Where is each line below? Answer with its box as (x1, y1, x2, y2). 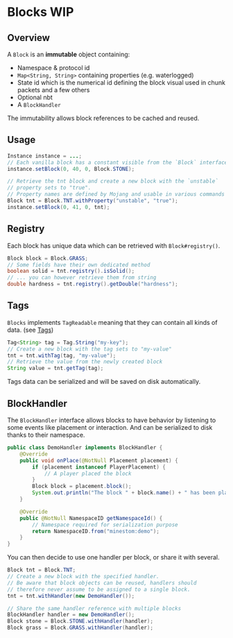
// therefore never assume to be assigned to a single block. (7, 586, 191, 593)
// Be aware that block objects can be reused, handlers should (7, 579, 197, 587)
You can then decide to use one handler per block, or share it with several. (7, 553, 220, 562)
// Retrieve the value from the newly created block (7, 358, 163, 365)
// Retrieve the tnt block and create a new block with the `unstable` (7, 178, 218, 185)
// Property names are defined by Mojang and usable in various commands (7, 191, 225, 198)
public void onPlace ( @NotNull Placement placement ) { (19, 457, 178, 464)
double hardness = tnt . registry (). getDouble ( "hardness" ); (7, 280, 178, 288)
